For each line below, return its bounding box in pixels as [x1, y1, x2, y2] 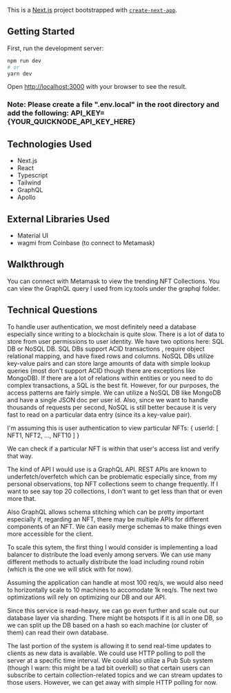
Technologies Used [7, 138, 92, 150]
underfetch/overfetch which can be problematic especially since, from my [7, 472, 217, 481]
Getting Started [7, 25, 75, 37]
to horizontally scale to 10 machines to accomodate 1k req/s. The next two [7, 586, 218, 594]
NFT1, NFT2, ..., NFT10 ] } [7, 431, 80, 439]
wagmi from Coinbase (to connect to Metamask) [17, 238, 155, 247]
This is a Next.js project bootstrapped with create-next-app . [7, 6, 178, 14]
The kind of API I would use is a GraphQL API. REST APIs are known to [7, 465, 207, 473]
